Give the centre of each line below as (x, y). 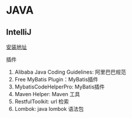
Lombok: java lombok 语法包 (49, 109)
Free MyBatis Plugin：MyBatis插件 (56, 79)
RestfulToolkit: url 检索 (42, 101)
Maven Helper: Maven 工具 (47, 94)
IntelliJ (19, 32)
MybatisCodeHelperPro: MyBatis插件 (60, 87)
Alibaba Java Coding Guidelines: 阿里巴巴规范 (70, 72)
